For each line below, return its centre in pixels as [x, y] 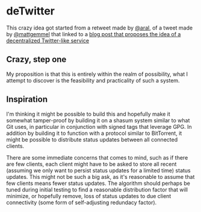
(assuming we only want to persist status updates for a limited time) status [98, 170]
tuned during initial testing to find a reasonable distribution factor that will [97, 189]
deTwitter [31, 11]
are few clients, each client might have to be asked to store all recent [91, 164]
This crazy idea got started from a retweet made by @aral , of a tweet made [100, 28]
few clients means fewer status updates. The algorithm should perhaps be [98, 183]
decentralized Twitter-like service [48, 40]
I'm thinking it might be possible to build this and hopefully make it [88, 114]
